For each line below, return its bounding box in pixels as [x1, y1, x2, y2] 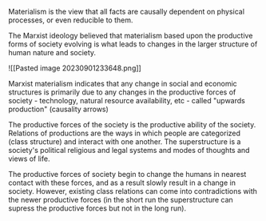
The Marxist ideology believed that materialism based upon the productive [8, 31, 253, 40]
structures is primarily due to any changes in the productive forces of [8, 87, 236, 97]
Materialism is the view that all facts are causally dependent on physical [8, 7, 245, 16]
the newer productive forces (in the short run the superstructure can [8, 195, 233, 204]
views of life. [8, 154, 50, 163]
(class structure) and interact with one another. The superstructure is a [8, 137, 241, 147]
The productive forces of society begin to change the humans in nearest [8, 170, 247, 179]
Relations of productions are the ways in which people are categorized [8, 128, 241, 138]
